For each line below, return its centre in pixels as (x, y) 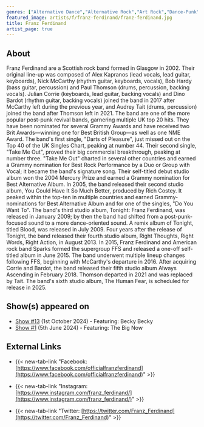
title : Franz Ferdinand (36, 23)
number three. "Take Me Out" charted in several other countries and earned (101, 159)
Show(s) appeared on (48, 306)
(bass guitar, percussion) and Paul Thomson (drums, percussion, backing (98, 87)
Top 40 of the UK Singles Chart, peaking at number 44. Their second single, (101, 146)
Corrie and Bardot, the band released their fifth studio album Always (92, 268)
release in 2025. (26, 288)
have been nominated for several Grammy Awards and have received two (98, 126)
